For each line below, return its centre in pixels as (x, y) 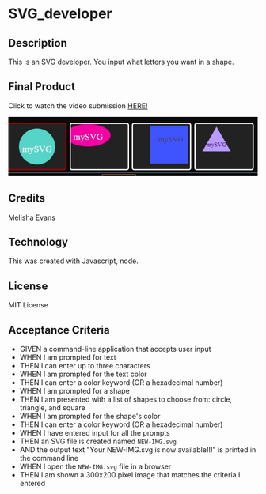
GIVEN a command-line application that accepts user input (115, 349)
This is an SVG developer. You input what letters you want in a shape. (122, 62)
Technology (38, 242)
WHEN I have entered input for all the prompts (95, 433)
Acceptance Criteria (59, 330)
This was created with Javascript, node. (73, 261)
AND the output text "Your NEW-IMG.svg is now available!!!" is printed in (138, 450)
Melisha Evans (32, 217)
